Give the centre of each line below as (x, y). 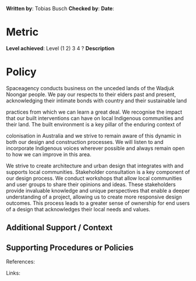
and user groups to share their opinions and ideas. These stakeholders (91, 184)
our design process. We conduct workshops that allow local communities (94, 178)
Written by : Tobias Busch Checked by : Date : (60, 8)
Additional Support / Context (59, 228)
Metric (22, 32)
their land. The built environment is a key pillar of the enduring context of (94, 124)
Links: (13, 273)
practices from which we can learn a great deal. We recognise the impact (94, 112)
